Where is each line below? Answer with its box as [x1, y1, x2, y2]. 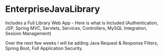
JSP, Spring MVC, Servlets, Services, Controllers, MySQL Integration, [5, 25, 148, 31]
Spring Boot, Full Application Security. [5, 45, 83, 51]
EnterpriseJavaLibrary [5, 3, 100, 15]
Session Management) [5, 30, 51, 36]
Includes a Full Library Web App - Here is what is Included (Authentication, [5, 20, 159, 26]
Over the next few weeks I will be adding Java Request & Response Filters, [5, 40, 159, 46]
